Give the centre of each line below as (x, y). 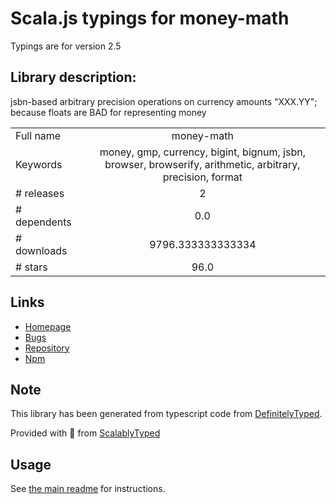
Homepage (48, 326)
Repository (47, 348)
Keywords (39, 164)
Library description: (73, 77)
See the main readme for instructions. (88, 489)
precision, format (202, 177)
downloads (41, 250)
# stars (31, 267)
